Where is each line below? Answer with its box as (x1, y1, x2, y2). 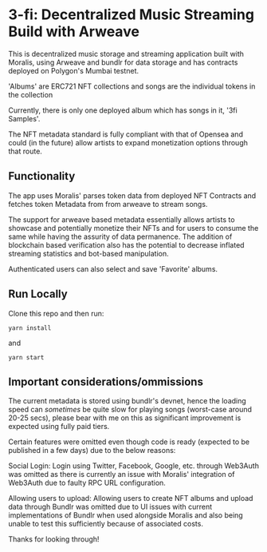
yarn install (8, 324, 52, 332)
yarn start (8, 353, 45, 361)
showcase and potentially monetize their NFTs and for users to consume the (8, 223, 259, 232)
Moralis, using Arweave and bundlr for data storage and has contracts (8, 58, 238, 67)
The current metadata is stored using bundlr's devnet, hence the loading (8, 396, 247, 406)
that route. (8, 146, 42, 156)
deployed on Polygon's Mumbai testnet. (8, 66, 139, 75)
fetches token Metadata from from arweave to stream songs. (8, 199, 208, 208)
